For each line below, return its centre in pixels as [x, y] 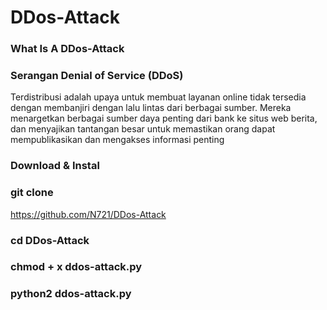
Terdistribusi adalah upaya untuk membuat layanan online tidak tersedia [158, 97]
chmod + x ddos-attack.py [76, 267]
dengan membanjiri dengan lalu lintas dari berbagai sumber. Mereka [151, 108]
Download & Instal [55, 166]
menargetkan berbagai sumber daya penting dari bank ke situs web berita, [164, 118]
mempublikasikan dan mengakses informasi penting [117, 140]
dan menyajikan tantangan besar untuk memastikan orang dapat [143, 129]
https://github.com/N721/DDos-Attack [88, 214]
